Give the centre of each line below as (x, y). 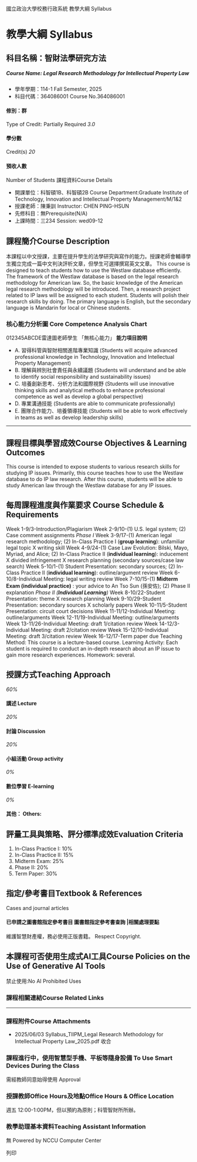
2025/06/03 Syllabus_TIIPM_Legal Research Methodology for (89, 1035)
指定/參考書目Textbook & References (74, 893)
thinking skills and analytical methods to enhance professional (90, 390)
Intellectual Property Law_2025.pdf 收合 (63, 1042)
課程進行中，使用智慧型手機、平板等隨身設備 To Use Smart (89, 1058)
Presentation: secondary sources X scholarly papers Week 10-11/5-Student (97, 605)
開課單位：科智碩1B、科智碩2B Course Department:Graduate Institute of (101, 193)
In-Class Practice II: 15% (44, 855)
